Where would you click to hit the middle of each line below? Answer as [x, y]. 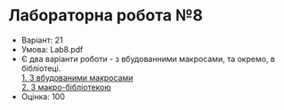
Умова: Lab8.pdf [52, 49]
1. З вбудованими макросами [77, 77]
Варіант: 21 [42, 40]
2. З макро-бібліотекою [66, 87]
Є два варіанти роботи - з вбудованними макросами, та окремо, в [148, 59]
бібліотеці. [41, 68]
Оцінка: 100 [43, 96]
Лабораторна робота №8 [106, 16]
